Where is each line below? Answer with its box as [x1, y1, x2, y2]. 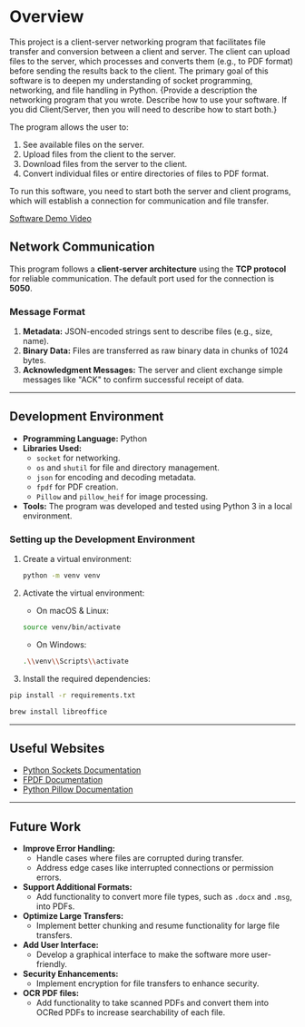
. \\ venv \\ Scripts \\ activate [22, 657, 129, 666]
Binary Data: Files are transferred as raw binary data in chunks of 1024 [22, 345, 289, 356]
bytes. [22, 355, 47, 366]
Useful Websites [9, 740, 105, 755]
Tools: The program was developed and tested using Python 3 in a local [22, 500, 292, 511]
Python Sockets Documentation [22, 765, 142, 775]
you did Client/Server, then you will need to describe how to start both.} [9, 104, 278, 114]
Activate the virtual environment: [22, 588, 145, 598]
